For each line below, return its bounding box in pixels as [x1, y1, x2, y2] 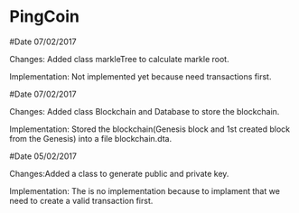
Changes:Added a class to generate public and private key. [9, 168, 229, 179]
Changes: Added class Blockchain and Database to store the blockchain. [9, 106, 280, 116]
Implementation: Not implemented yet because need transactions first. [9, 70, 272, 82]
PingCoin [9, 6, 79, 27]
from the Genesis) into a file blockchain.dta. [9, 133, 173, 144]
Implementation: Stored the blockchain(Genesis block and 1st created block [9, 124, 291, 134]
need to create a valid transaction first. [9, 195, 154, 206]
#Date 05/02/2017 [9, 151, 77, 162]
